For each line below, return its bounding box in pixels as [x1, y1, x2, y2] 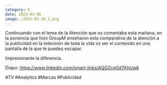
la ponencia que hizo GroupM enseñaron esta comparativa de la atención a [5, 35, 160, 41]
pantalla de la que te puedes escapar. [5, 45, 82, 52]
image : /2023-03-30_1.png [5, 16, 59, 21]
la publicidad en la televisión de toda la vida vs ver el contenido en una [5, 41, 151, 46]
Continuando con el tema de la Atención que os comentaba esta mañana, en [5, 30, 162, 36]
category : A [5, 7, 30, 12]
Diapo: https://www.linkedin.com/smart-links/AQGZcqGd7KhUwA [5, 65, 140, 71]
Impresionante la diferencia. [5, 55, 62, 61]
